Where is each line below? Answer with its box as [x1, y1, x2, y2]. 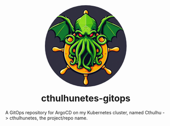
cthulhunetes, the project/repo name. [9, 115, 88, 121]
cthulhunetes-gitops [41, 93, 131, 104]
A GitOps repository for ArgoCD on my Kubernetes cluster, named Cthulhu [5, 109, 162, 115]
